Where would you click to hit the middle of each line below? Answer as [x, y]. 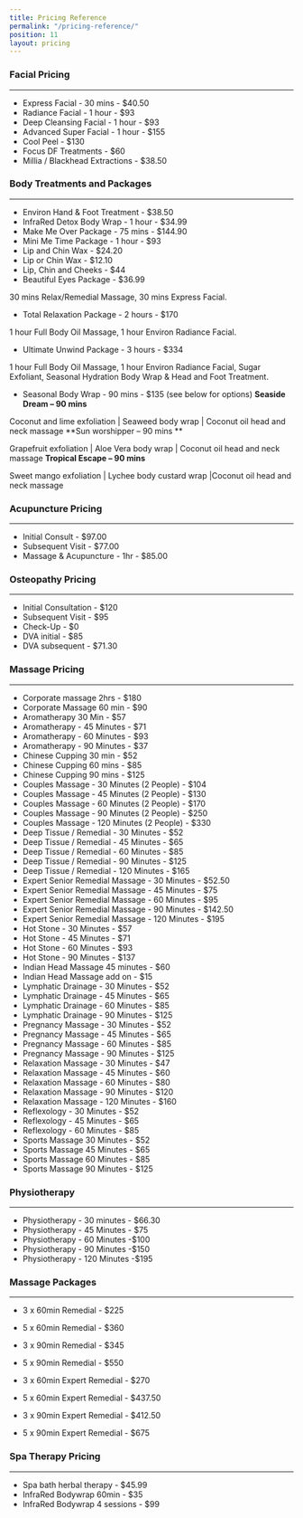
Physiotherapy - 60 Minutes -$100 [86, 1239]
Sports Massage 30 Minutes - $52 [86, 1140]
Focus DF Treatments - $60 [74, 151]
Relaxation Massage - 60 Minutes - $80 [96, 1082]
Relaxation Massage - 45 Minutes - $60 [96, 1072]
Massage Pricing [47, 669]
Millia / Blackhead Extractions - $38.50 [95, 160]
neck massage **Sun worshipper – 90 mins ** [96, 431]
